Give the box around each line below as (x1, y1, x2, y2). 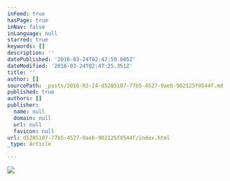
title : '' (7, 69, 36, 76)
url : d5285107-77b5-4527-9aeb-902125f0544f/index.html (7, 134, 171, 141)
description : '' (7, 50, 55, 57)
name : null (13, 108, 45, 115)
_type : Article (7, 141, 52, 148)
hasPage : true (7, 17, 49, 24)
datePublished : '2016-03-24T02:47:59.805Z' (7, 56, 136, 63)
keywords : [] (7, 43, 45, 50)
